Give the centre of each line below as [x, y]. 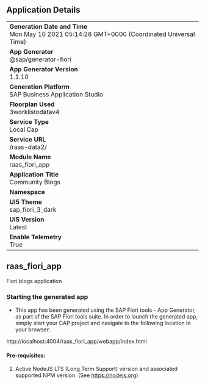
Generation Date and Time [49, 26]
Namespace [27, 192]
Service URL [28, 139]
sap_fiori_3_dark [33, 209]
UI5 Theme [26, 202]
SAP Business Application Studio [56, 94]
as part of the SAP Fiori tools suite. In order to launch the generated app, [106, 316]
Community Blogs [35, 182]
